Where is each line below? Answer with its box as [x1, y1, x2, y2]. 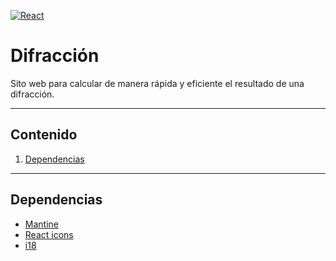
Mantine [24, 218, 59, 230]
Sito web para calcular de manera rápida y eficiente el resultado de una [10, 77, 305, 89]
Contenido [10, 126, 78, 144]
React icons [24, 228, 74, 240]
